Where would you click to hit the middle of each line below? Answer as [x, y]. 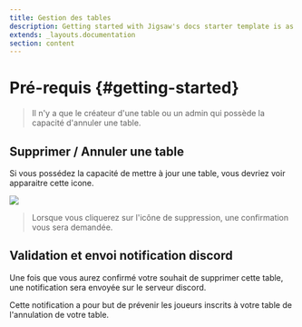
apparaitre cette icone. [52, 183]
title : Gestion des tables [60, 18]
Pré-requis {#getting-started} [124, 88]
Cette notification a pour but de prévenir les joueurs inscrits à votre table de [151, 304]
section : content [42, 43]
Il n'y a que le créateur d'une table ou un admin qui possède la [148, 114]
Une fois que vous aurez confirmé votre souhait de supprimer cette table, [146, 277]
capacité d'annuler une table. [86, 123]
